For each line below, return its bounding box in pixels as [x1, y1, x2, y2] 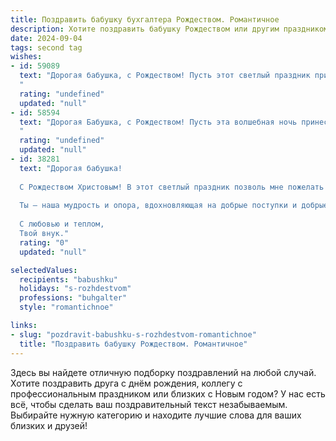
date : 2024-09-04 [10, 33, 83, 43]
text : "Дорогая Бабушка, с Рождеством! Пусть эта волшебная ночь [19, 117, 298, 127]
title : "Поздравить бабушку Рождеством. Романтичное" [19, 339, 248, 349]
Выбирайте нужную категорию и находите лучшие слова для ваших [10, 409, 302, 421]
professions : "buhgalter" [19, 293, 128, 303]
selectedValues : [10, 265, 78, 275]
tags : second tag [10, 42, 83, 53]
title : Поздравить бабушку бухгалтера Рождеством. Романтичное [10, 14, 280, 25]
